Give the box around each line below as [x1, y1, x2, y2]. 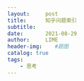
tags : [7, 56, 23, 63]
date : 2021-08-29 [7, 30, 78, 37]
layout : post [7, 10, 59, 18]
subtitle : [7, 23, 37, 30]
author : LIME [7, 37, 59, 44]
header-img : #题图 [7, 43, 69, 50]
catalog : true [7, 50, 49, 57]
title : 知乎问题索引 [7, 17, 78, 24]
